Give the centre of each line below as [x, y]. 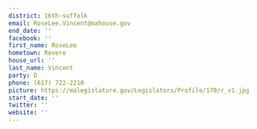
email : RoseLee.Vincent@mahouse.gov [69, 23]
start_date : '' [34, 98]
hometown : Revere [37, 53]
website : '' [28, 113]
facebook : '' [30, 38]
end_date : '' [30, 30]
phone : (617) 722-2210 [46, 83]
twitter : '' [28, 105]
